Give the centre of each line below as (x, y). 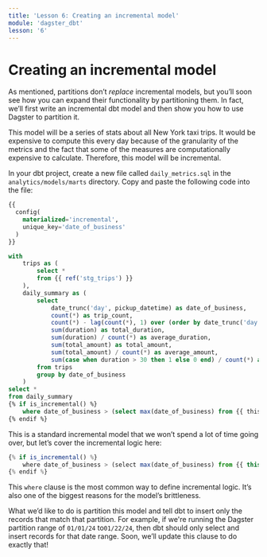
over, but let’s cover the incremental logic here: (85, 442)
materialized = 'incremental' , (71, 220)
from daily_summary (41, 397)
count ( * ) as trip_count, (92, 315)
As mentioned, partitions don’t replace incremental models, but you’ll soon (130, 92)
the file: (21, 190)
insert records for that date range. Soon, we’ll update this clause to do (123, 536)
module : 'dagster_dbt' (46, 23)
